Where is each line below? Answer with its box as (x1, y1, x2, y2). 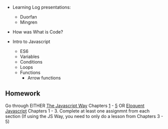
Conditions (20, 59, 43, 64)
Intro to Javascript (12, 38, 51, 44)
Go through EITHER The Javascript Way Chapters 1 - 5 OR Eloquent (5, 102, 144, 108)
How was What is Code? (12, 29, 64, 34)
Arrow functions (27, 75, 61, 80)
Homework (5, 89, 41, 98)
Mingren (20, 19, 38, 25)
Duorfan (20, 14, 37, 19)
